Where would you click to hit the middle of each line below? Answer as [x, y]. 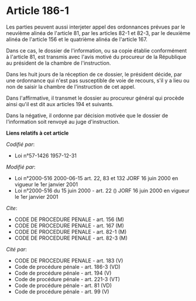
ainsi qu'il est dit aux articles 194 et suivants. [60, 104]
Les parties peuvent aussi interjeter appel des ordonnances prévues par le [96, 27]
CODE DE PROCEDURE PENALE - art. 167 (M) [69, 225]
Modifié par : [21, 167]
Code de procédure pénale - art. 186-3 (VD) [68, 267]
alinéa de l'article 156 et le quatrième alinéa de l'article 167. [77, 39]
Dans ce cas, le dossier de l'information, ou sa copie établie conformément [97, 50]
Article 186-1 [37, 11]
